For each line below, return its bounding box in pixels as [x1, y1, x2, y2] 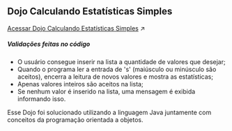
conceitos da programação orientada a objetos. [7, 115, 144, 124]
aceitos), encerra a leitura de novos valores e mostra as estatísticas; [17, 72, 214, 81]
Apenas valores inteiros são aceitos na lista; [17, 79, 144, 88]
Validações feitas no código [7, 40, 91, 48]
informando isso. [17, 94, 66, 103]
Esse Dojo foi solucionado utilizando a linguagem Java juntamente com [7, 108, 212, 116]
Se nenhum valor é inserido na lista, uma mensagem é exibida [17, 87, 196, 95]
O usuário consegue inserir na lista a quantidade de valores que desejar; [17, 57, 226, 65]
